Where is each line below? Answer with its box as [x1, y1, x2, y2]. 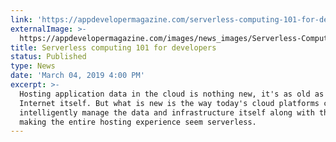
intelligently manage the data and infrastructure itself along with [19, 107, 315, 118]
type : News [10, 61, 56, 71]
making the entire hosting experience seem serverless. [19, 117, 257, 127]
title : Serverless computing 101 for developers [10, 42, 217, 53]
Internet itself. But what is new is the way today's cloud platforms [19, 98, 320, 108]
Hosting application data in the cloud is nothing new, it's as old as [19, 89, 325, 99]
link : [10, 14, 33, 25]
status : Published [10, 52, 87, 62]
